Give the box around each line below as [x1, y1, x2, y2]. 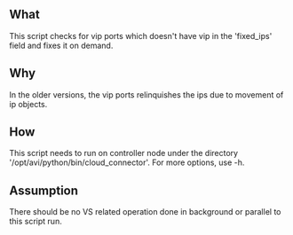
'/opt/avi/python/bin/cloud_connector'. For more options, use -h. [9, 157, 245, 168]
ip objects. [9, 98, 48, 109]
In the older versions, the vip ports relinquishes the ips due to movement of [9, 89, 284, 100]
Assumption [9, 183, 78, 198]
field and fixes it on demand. [9, 40, 114, 51]
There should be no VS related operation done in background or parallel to [9, 207, 281, 217]
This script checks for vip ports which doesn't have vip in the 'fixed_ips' [9, 30, 273, 41]
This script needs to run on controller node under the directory [9, 148, 238, 159]
